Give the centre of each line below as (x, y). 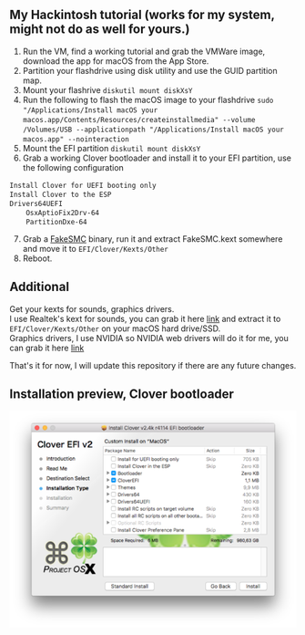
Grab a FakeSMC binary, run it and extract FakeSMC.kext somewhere (152, 239)
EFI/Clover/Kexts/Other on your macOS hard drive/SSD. (115, 328)
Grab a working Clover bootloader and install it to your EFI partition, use (157, 158)
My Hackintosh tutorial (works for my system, (142, 15)
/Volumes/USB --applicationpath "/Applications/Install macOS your (153, 130)
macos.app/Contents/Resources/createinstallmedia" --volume (139, 120)
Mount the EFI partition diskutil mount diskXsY (112, 148)
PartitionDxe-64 (57, 222)
